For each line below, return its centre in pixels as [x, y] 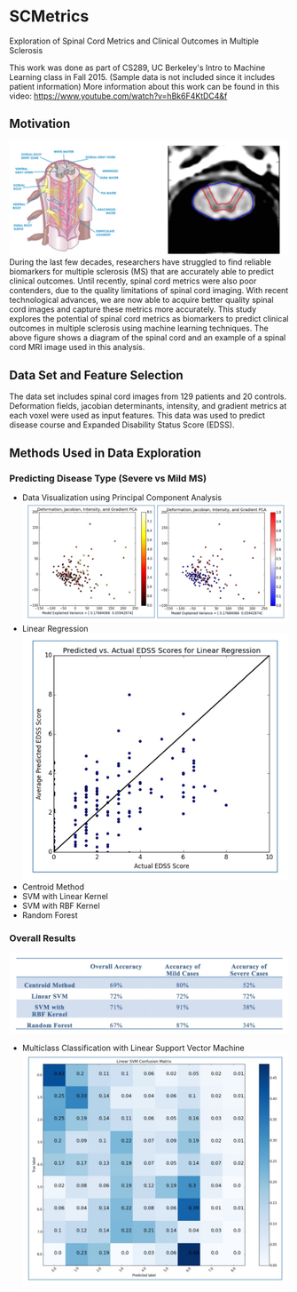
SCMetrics [49, 16]
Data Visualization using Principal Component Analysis [122, 497]
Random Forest [50, 915]
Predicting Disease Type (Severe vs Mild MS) [108, 478]
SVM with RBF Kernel [61, 905]
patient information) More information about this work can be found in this [145, 86]
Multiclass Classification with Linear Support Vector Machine [133, 1048]
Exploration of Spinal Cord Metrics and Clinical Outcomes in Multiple [134, 41]
